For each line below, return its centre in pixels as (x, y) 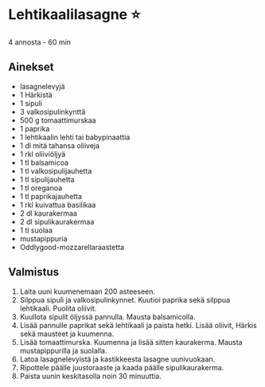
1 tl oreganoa (41, 188)
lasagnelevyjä (42, 86)
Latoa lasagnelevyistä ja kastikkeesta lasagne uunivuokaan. (117, 359)
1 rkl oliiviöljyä (43, 154)
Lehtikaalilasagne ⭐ (74, 15)
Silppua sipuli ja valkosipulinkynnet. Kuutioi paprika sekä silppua (125, 299)
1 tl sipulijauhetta (47, 179)
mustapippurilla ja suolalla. (63, 350)
